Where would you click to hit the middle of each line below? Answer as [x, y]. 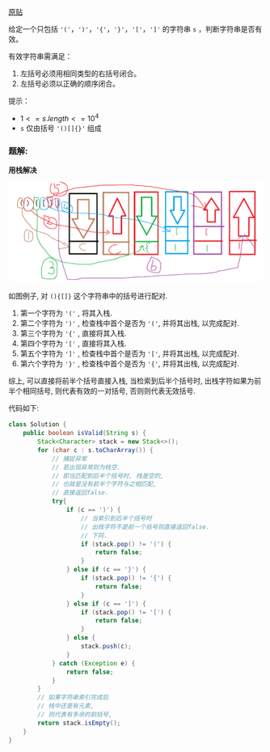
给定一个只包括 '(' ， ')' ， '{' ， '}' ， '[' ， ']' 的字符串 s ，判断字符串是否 [132, 29]
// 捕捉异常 [69, 458]
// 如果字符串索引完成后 [73, 698]
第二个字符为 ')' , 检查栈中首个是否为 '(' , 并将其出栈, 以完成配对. [130, 323]
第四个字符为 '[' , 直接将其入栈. [73, 344]
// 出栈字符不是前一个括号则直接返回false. [145, 527]
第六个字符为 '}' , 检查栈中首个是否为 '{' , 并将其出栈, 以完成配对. [130, 364]
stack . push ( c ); [106, 646]
